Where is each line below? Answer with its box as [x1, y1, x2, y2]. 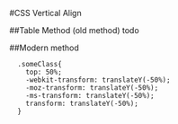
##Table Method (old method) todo [9, 25, 139, 35]
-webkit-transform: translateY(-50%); [25, 75, 171, 84]
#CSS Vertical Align [9, 8, 83, 18]
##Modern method [9, 42, 79, 53]
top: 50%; [25, 67, 63, 76]
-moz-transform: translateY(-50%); [25, 84, 159, 93]
